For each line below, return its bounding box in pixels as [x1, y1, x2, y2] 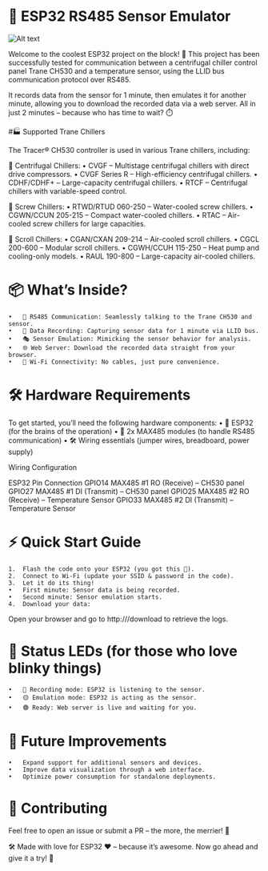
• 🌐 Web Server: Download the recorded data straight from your [8, 343, 236, 351]
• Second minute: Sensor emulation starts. [8, 592, 162, 601]
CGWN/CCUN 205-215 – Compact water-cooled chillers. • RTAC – [8, 210, 226, 219]
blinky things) [8, 659, 102, 677]
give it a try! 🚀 [8, 853, 54, 863]
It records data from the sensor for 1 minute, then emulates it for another [8, 90, 246, 99]
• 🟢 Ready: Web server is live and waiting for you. [8, 704, 198, 712]
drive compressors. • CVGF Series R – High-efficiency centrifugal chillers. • [8, 169, 258, 179]
